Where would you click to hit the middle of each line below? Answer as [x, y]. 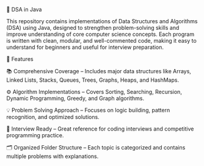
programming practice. [35, 135]
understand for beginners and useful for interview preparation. [85, 47]
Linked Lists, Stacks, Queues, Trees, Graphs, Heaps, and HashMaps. [93, 80]
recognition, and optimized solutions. [53, 117]
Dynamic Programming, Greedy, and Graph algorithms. [75, 98]
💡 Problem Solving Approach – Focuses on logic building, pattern [88, 110]
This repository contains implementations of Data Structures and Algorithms [102, 21]
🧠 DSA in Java [24, 9]
